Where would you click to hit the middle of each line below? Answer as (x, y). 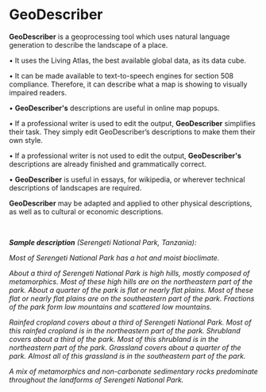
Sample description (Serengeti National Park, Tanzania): (103, 242)
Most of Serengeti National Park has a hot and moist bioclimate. (114, 257)
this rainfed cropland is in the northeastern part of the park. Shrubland (125, 330)
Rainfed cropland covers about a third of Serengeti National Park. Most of (130, 322)
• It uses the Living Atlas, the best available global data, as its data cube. (128, 60)
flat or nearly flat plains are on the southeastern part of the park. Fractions (132, 298)
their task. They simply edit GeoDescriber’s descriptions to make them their (133, 132)
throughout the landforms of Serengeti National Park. (96, 379)
